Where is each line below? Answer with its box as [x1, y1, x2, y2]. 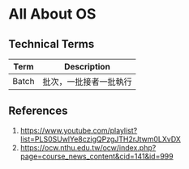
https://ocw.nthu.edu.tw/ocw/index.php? [19, 142, 157, 152]
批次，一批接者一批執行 [42, 76, 132, 87]
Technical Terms [8, 37, 95, 51]
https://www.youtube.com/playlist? [19, 125, 138, 135]
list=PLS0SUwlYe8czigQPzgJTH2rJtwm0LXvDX [19, 134, 181, 144]
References [8, 104, 68, 118]
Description [63, 61, 111, 72]
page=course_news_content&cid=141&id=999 [19, 151, 174, 161]
